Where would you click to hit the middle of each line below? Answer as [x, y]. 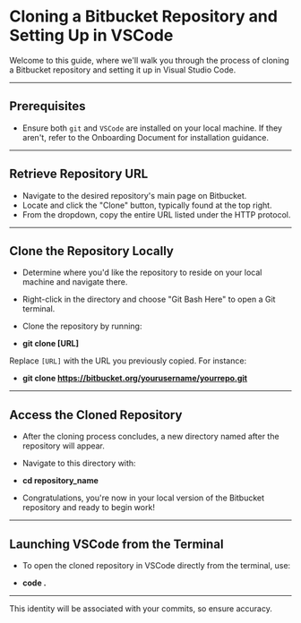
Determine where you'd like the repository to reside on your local [142, 273]
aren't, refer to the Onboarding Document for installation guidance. [145, 137]
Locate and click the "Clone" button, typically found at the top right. [147, 205]
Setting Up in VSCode [91, 35]
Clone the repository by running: [82, 326]
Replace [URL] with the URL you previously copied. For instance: [128, 361]
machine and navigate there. [75, 282]
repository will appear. [64, 446]
